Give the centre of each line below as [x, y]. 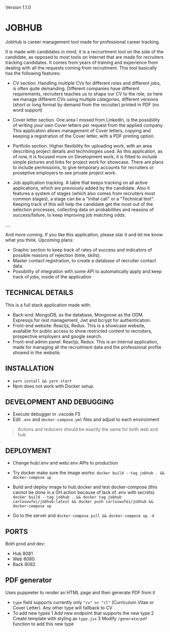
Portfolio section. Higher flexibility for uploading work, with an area [82, 146]
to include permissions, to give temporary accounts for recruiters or [83, 167]
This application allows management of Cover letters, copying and [81, 130]
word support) [28, 110]
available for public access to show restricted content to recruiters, [82, 331]
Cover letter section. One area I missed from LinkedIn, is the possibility [86, 120]
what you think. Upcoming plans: [39, 240]
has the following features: [33, 73]
